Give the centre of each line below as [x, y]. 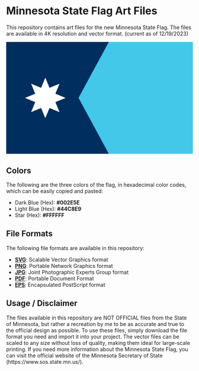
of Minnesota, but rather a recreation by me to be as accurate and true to [95, 324]
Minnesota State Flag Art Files [82, 11]
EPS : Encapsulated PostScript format [60, 284]
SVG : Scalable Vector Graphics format [61, 260]
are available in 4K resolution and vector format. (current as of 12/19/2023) [97, 33]
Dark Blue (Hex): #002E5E [47, 202]
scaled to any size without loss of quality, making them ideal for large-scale [98, 343]
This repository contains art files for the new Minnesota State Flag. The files [99, 27]
